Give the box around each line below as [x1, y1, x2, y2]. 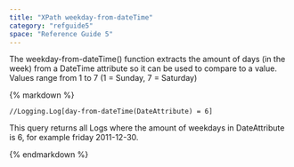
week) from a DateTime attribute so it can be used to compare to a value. [9, 63, 278, 74]
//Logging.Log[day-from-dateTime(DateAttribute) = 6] [9, 107, 214, 116]
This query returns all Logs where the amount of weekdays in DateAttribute [9, 123, 285, 133]
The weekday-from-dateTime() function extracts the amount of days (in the [9, 54, 286, 65]
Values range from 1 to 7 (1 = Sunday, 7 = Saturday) [9, 73, 198, 83]
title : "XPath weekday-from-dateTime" [9, 12, 153, 22]
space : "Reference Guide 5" [9, 29, 114, 38]
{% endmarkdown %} [9, 149, 89, 160]
